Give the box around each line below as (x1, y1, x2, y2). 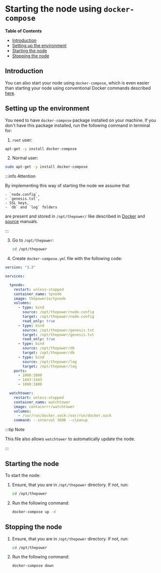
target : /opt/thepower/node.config (22, 314, 95, 319)
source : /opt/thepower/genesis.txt (22, 328, 95, 332)
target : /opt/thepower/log (22, 364, 77, 369)
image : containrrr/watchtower (14, 404, 75, 409)
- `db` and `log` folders (5, 205, 57, 210)
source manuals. (5, 219, 38, 225)
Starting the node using (5, 3, 102, 15)
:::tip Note (5, 427, 25, 433)
